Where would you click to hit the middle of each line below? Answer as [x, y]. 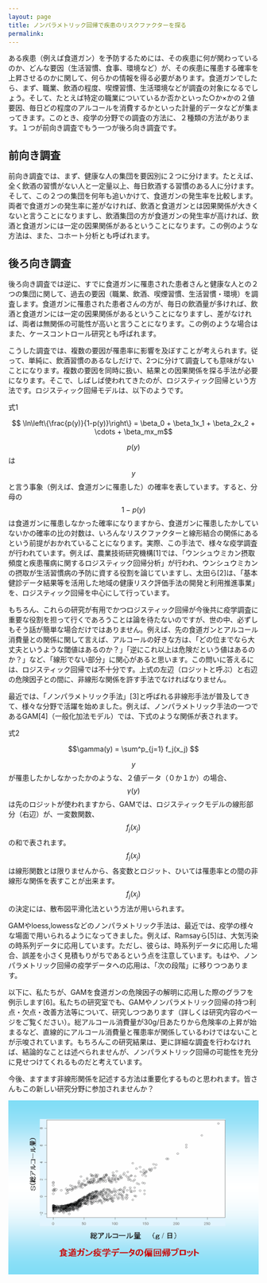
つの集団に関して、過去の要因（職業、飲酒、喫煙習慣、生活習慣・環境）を [130, 294]
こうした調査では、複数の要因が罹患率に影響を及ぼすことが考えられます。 [130, 351]
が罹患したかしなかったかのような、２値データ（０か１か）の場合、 [120, 778]
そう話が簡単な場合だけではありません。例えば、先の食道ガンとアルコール [136, 630]
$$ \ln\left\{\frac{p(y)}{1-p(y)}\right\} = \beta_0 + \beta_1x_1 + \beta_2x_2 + [133, 423]
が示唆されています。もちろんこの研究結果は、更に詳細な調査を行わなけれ [130, 1042]
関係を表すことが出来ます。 [74, 880]
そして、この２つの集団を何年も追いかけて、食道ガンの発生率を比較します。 [133, 196]
